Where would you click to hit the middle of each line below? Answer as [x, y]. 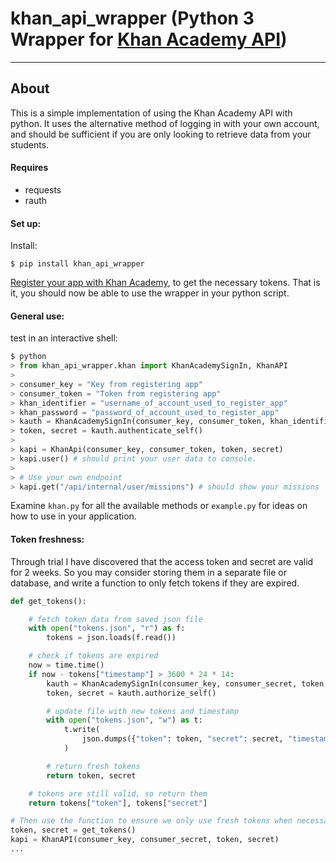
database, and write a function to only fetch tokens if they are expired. [155, 583]
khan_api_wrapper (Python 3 [132, 18]
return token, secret [91, 775]
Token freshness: [47, 539]
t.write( [82, 730]
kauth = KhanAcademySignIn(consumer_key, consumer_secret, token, [187, 683]
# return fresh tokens [93, 766]
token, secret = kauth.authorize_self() [131, 693]
